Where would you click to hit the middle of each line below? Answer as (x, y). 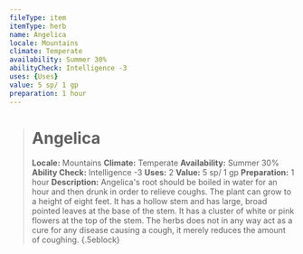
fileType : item (38, 18)
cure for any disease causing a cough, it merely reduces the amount (159, 230)
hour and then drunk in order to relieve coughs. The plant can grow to (161, 192)
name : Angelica (38, 34)
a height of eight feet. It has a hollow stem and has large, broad (149, 202)
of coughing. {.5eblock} (76, 240)
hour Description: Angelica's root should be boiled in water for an (154, 183)
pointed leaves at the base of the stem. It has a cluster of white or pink (163, 211)
